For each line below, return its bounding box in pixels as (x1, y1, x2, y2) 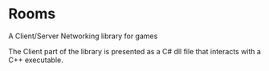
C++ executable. (8, 55, 63, 65)
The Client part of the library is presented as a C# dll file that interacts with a (8, 46, 261, 56)
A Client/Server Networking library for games (8, 31, 158, 41)
